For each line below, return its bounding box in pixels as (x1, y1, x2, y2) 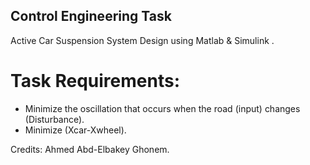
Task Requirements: (10, 70, 180, 92)
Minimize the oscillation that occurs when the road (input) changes (24, 102, 301, 114)
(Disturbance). (24, 113, 85, 125)
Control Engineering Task (10, 8, 172, 25)
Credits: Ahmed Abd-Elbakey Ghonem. (10, 143, 170, 155)
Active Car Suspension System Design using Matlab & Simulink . (10, 34, 275, 46)
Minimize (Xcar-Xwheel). (24, 124, 127, 136)
